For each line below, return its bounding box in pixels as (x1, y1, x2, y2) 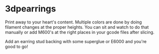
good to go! (5, 43, 28, 49)
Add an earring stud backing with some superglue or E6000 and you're (5, 38, 147, 44)
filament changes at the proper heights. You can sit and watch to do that (5, 24, 149, 30)
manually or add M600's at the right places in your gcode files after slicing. (5, 29, 155, 35)
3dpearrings (5, 3, 57, 14)
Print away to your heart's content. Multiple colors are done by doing (5, 19, 142, 25)
